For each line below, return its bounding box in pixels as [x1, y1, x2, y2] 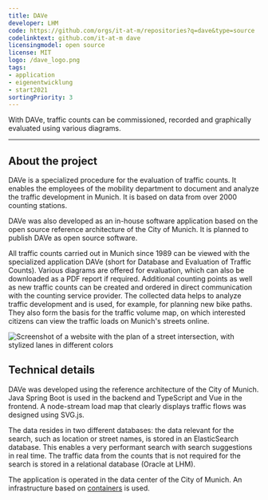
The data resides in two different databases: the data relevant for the [8, 425, 235, 435]
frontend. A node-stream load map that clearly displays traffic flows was [8, 401, 246, 411]
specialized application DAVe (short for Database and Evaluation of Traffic [8, 257, 252, 267]
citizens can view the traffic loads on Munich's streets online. [8, 317, 210, 326]
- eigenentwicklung [8, 78, 73, 86]
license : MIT [8, 49, 52, 57]
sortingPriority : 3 [8, 93, 73, 101]
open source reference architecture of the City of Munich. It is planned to [8, 225, 249, 234]
